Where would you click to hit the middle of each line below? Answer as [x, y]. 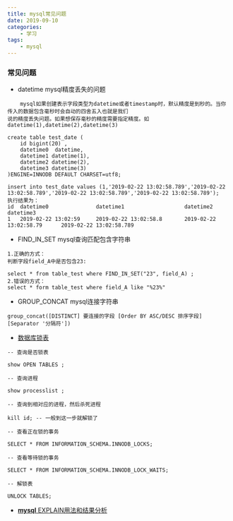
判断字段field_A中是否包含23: [47, 262]
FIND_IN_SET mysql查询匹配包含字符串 [74, 239]
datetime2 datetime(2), [55, 162]
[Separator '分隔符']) [39, 324]
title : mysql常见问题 [37, 14]
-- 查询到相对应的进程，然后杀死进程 [54, 405]
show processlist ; [36, 391]
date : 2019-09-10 [33, 20]
